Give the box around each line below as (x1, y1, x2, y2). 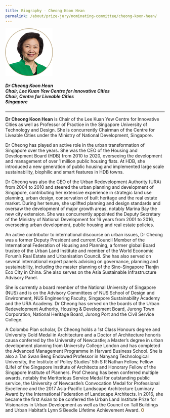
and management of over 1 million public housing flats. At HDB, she (5, 158, 145, 164)
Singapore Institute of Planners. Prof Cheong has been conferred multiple (5, 369, 158, 375)
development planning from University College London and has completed (5, 343, 160, 349)
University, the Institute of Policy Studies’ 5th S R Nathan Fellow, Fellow (5, 359, 153, 365)
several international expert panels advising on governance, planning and (5, 259, 158, 265)
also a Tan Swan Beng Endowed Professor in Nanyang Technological (5, 353, 149, 359)
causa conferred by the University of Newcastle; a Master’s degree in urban (5, 337, 163, 344)
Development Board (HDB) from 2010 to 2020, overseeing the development (5, 153, 162, 159)
